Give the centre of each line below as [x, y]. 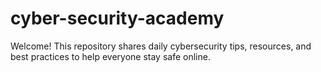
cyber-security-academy [117, 18]
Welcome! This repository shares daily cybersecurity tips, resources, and [161, 46]
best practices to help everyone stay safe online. [110, 56]
